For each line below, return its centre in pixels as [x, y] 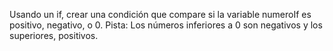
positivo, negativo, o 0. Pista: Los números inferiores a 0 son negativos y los [166, 25]
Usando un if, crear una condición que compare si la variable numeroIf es [160, 14]
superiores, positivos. [54, 35]
